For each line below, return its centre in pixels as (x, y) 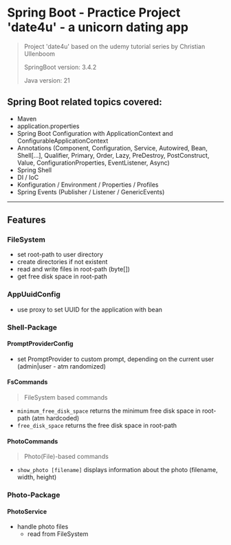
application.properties (48, 126)
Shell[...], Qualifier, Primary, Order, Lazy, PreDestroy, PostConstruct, (113, 155)
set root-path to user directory (60, 255)
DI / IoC (28, 177)
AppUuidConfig (34, 294)
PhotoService (27, 511)
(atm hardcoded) (56, 418)
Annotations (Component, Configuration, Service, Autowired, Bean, (112, 148)
